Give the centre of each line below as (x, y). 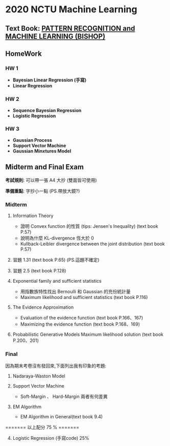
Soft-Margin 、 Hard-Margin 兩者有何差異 (64, 397)
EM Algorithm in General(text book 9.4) (62, 417)
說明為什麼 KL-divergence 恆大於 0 (57, 238)
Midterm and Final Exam (45, 167)
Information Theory (33, 216)
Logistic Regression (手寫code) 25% (51, 438)
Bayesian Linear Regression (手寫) (50, 80)
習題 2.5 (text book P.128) (39, 270)
